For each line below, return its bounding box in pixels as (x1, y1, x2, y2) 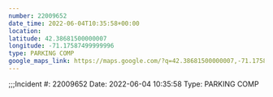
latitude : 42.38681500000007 (8, 34, 107, 43)
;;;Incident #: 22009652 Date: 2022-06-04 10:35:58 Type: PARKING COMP (8, 78, 259, 89)
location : (8, 27, 42, 35)
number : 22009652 (8, 11, 67, 20)
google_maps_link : (8, 57, 71, 65)
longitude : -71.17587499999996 (8, 42, 115, 50)
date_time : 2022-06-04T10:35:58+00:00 (8, 19, 140, 27)
